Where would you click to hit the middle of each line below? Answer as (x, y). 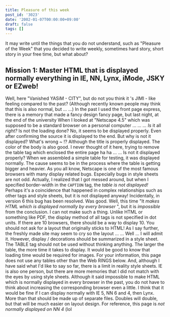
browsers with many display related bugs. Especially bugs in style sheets (82, 174)
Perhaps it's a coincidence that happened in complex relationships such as (84, 190)
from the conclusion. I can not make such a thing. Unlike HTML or (74, 212)
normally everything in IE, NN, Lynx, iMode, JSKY (85, 78)
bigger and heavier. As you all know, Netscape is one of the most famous (82, 168)
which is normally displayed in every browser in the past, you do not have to (85, 282)
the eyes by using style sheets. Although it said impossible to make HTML (83, 277)
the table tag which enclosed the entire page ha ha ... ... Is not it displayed (83, 152)
